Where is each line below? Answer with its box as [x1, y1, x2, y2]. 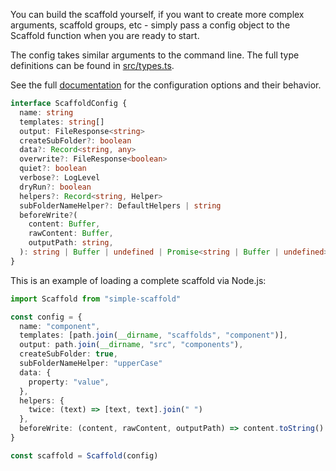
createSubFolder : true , [19, 349, 118, 359]
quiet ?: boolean [19, 164, 87, 174]
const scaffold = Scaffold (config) [10, 450, 159, 461]
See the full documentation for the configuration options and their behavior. [10, 79, 322, 91]
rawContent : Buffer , [28, 229, 114, 239]
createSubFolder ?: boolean [19, 135, 132, 146]
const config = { [10, 312, 83, 322]
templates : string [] [19, 117, 105, 127]
